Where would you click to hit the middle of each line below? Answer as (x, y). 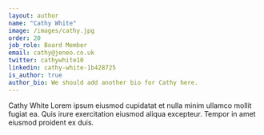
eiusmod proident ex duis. (51, 122)
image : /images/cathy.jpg (51, 30)
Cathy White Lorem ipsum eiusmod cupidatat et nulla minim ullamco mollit (130, 105)
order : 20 (25, 38)
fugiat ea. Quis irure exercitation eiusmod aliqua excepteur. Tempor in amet (132, 113)
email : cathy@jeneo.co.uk (51, 53)
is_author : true (35, 75)
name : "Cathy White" (43, 23)
